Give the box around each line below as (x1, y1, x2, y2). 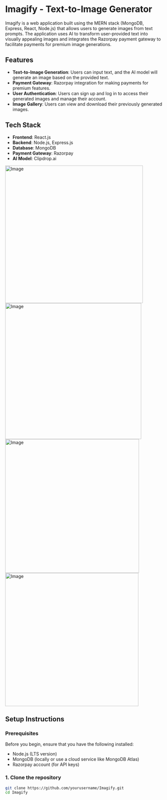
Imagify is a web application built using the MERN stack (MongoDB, (5, 20, 144, 26)
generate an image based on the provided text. (12, 74, 109, 81)
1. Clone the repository (5, 774, 61, 781)
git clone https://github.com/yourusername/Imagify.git (5, 785, 124, 790)
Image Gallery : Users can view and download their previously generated (12, 101, 162, 107)
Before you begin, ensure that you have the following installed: (5, 741, 134, 747)
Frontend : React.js (12, 134, 51, 140)
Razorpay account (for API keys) (12, 761, 79, 767)
